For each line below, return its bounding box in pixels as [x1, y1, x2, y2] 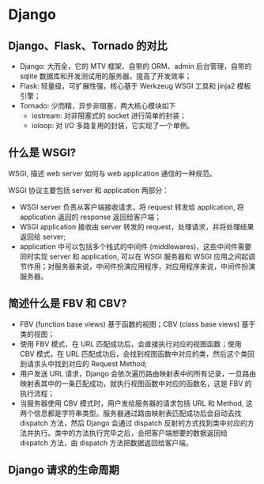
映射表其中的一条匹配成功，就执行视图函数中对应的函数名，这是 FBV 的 [19, 378, 252, 388]
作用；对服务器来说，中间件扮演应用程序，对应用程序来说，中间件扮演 [26, 261, 255, 270]
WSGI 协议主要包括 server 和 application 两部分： [8, 185, 170, 195]
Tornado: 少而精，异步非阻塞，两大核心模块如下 [19, 101, 176, 110]
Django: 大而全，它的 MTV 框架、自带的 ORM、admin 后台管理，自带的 [19, 62, 252, 70]
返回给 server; [19, 232, 66, 241]
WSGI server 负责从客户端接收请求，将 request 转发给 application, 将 [19, 202, 245, 211]
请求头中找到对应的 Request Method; [26, 358, 148, 369]
